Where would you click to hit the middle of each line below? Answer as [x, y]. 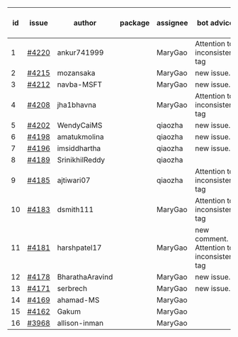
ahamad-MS [78, 300]
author [85, 23]
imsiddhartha [79, 148]
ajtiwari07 [74, 180]
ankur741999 [80, 53]
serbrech [72, 288]
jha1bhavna [77, 105]
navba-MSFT [80, 84]
